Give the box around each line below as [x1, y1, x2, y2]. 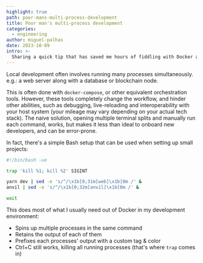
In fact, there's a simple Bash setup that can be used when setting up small [6, 138, 193, 146]
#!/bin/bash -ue [6, 157, 47, 163]
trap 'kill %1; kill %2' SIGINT [6, 167, 88, 174]
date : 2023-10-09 [6, 43, 50, 49]
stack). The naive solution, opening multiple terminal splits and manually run [6, 114, 196, 122]
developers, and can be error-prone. [6, 127, 97, 134]
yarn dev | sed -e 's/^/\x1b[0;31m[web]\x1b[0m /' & [6, 179, 142, 185]
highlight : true [6, 8, 47, 15]
